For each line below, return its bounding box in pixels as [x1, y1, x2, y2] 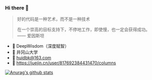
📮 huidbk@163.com [12, 55, 51, 61]
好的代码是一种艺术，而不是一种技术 [17, 16, 90, 22]
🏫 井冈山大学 [12, 49, 38, 55]
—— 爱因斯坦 [17, 33, 44, 39]
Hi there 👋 [5, 4, 29, 11]
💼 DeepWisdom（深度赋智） [12, 43, 69, 49]
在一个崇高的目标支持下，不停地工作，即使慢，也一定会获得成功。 [17, 27, 150, 32]
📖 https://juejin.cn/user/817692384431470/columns [12, 60, 116, 66]
